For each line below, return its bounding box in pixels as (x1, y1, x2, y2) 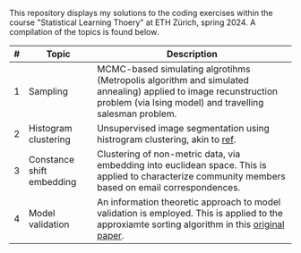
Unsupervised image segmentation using (97, 122, 271, 134)
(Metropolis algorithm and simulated (97, 74, 249, 86)
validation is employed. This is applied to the (97, 207, 284, 219)
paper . (97, 230, 125, 241)
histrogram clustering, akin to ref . (97, 133, 236, 146)
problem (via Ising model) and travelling (97, 97, 264, 108)
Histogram (28, 122, 73, 134)
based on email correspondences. (97, 181, 241, 193)
